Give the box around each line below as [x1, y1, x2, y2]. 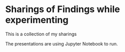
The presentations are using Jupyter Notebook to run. [5, 40, 118, 46]
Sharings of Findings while [5, 4, 120, 15]
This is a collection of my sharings [5, 31, 77, 37]
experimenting [5, 14, 69, 26]
